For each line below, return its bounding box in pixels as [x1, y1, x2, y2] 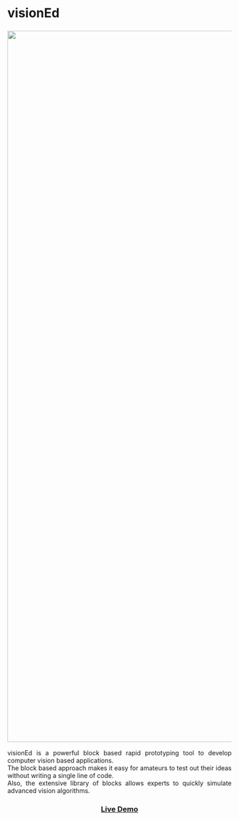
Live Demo [100, 804, 139, 814]
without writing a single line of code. [7, 772, 114, 780]
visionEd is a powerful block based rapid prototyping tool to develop [7, 749, 232, 757]
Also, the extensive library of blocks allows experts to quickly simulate [7, 779, 232, 787]
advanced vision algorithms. [7, 787, 90, 795]
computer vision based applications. [7, 756, 114, 765]
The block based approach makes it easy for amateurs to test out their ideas [7, 764, 232, 772]
